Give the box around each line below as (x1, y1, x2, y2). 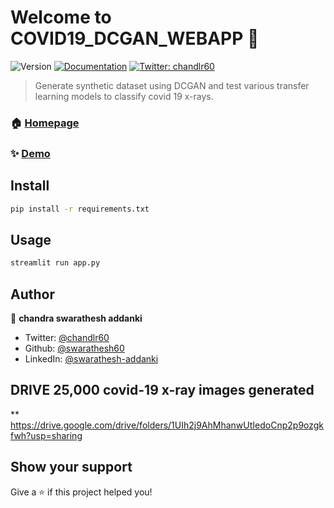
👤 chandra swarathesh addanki (10, 312, 143, 324)
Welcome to (10, 6, 112, 29)
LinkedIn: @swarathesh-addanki (24, 352, 159, 365)
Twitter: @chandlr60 (24, 331, 110, 343)
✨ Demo (10, 146, 51, 160)
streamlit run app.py (10, 258, 101, 268)
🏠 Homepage (10, 116, 80, 130)
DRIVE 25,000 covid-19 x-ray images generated (10, 382, 315, 399)
